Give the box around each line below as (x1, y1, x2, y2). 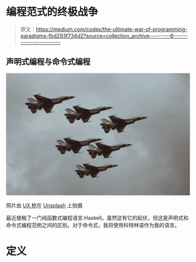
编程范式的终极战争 (6, 5, 99, 19)
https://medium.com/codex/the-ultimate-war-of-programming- (36, 26, 188, 33)
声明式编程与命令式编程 (6, 57, 90, 67)
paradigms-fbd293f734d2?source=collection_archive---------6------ (20, 32, 188, 39)
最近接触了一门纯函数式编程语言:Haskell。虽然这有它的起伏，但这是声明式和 (6, 214, 188, 222)
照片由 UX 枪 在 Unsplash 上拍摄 (6, 202, 83, 209)
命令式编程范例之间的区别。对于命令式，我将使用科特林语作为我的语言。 (6, 222, 180, 229)
